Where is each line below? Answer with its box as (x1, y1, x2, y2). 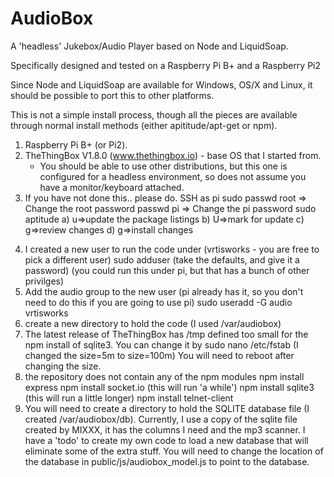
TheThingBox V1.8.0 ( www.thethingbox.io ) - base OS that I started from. (24, 149, 322, 161)
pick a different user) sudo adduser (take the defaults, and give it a (24, 253, 300, 266)
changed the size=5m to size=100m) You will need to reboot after (24, 349, 295, 361)
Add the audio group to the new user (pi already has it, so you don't (24, 285, 304, 297)
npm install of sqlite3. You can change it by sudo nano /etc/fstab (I (24, 338, 299, 351)
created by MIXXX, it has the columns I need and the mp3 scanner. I (24, 423, 306, 436)
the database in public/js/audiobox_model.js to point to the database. (24, 455, 310, 467)
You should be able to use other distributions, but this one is (39, 160, 288, 172)
